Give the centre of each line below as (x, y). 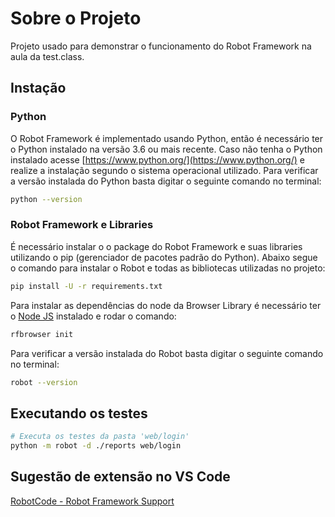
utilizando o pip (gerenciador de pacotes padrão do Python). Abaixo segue (164, 257)
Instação (38, 88)
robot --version (44, 382)
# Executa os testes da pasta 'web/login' (100, 437)
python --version (46, 199)
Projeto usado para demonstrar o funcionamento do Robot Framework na (161, 46)
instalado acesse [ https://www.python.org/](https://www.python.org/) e (157, 159)
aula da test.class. (47, 56)
